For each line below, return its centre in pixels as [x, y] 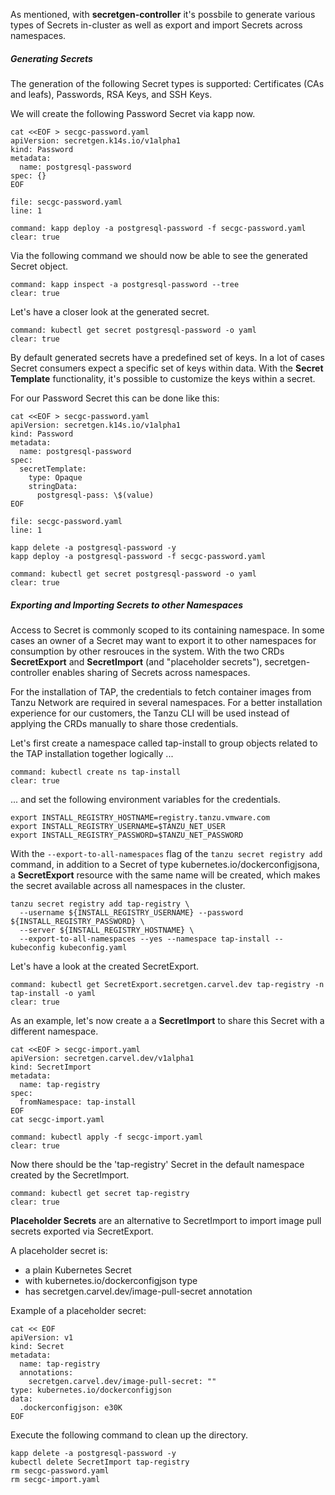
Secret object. [39, 266]
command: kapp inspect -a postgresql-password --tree [125, 284]
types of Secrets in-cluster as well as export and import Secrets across [156, 25]
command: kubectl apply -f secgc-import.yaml [106, 1137]
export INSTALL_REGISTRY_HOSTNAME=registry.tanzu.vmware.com [140, 817]
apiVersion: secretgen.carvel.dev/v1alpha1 [102, 1058]
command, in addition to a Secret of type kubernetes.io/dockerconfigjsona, [165, 864]
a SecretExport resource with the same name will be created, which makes [165, 875]
